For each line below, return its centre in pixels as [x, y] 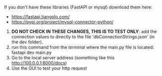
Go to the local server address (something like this [63, 58]
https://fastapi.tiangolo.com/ [40, 17]
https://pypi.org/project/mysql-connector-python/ [62, 22]
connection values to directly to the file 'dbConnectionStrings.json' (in [83, 37]
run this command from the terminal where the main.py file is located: [83, 47]
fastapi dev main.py [32, 52]
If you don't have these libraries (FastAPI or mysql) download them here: [78, 7]
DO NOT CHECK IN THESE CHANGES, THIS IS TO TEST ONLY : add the [84, 31]
